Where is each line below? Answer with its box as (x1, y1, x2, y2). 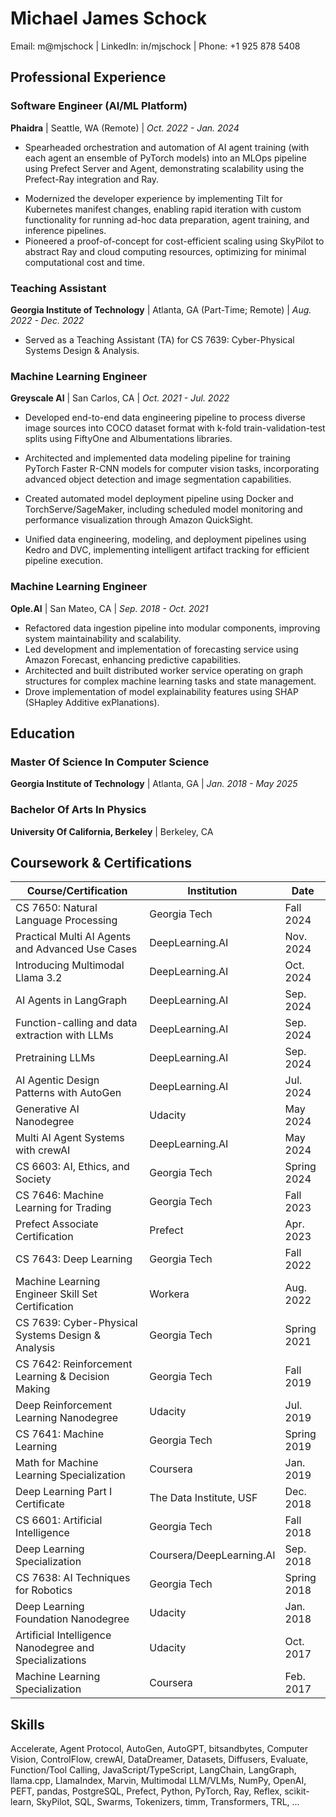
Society (15, 1172, 52, 1186)
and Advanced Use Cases (15, 942, 138, 956)
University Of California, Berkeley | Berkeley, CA (10, 825, 214, 837)
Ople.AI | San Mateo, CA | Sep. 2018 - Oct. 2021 (10, 602, 209, 614)
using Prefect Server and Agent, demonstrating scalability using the (24, 162, 305, 174)
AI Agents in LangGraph (15, 993, 128, 1007)
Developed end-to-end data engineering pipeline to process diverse (24, 412, 306, 424)
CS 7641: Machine (15, 1427, 105, 1441)
